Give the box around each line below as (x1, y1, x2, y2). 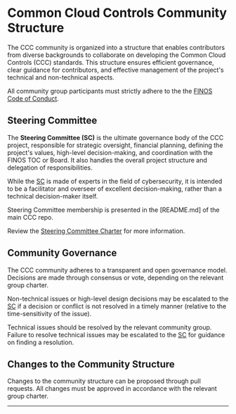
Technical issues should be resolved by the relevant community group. (7, 322, 212, 332)
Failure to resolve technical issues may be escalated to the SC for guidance (7, 330, 225, 339)
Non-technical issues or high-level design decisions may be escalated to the (7, 294, 229, 303)
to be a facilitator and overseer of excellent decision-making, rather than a (7, 184, 223, 193)
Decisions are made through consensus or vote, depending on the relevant (7, 273, 224, 282)
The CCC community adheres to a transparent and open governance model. (7, 265, 228, 274)
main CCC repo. (7, 213, 54, 221)
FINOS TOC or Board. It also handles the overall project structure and (7, 156, 207, 164)
